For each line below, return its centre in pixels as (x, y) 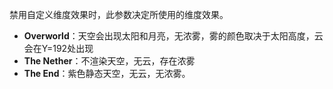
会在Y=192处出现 (58, 48)
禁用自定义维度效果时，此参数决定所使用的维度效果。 (119, 14)
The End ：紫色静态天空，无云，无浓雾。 (107, 73)
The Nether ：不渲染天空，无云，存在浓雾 (109, 61)
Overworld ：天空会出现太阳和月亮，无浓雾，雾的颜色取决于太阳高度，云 (173, 36)
